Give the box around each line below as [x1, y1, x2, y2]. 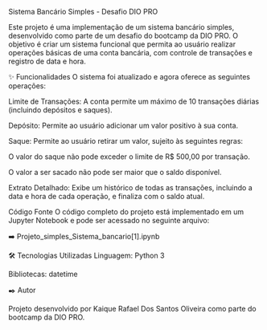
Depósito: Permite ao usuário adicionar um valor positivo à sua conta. [8, 120, 239, 130]
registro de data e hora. [8, 56, 87, 66]
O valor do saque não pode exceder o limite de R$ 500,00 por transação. [8, 152, 251, 161]
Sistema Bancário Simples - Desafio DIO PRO [8, 7, 158, 16]
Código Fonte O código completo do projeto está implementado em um [8, 207, 244, 216]
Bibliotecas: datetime [8, 269, 78, 279]
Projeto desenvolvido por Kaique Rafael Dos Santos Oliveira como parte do [8, 304, 257, 313]
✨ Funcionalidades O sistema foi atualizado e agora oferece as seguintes [8, 72, 251, 81]
